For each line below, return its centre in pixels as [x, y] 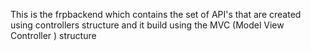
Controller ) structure [53, 35]
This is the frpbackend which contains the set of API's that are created [156, 14]
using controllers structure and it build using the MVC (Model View [147, 25]
